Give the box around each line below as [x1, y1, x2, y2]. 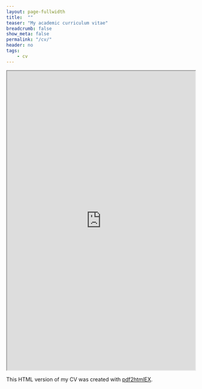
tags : [6, 48, 20, 54]
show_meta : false [6, 31, 50, 37]
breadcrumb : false [6, 25, 52, 32]
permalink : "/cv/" [6, 37, 52, 42]
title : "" [6, 14, 33, 20]
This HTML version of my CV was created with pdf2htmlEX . [6, 375, 153, 383]
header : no [6, 42, 33, 48]
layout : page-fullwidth [6, 8, 66, 15]
